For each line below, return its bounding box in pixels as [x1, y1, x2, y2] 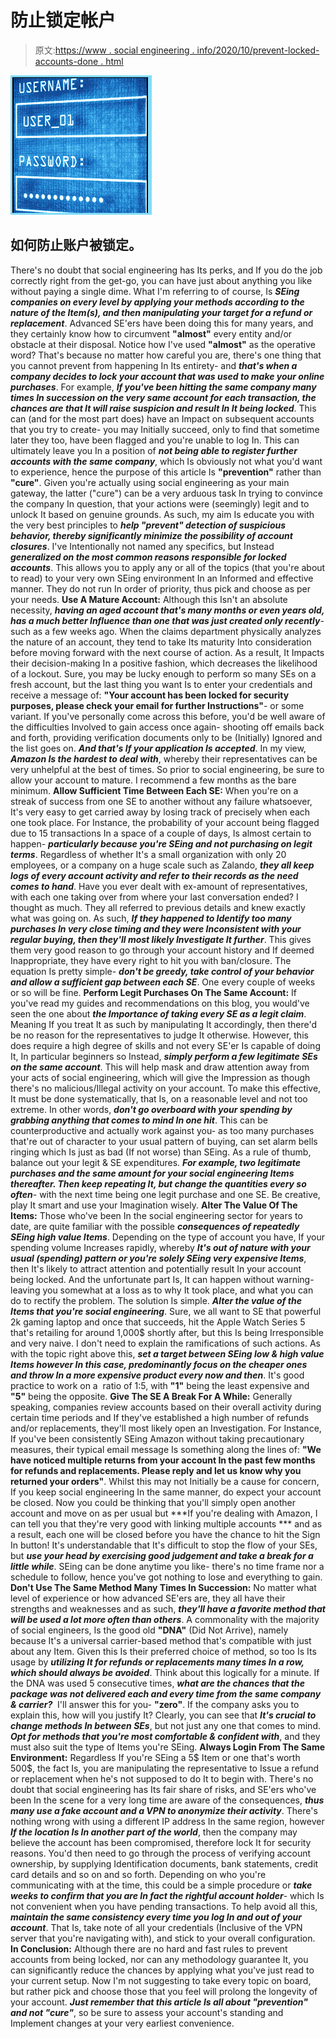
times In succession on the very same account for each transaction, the [10, 391, 317, 403]
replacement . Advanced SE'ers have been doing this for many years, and [10, 317, 314, 329]
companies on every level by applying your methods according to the [10, 296, 305, 308]
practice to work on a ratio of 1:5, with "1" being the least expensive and [10, 1379, 310, 1391]
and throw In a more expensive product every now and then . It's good [10, 1369, 305, 1381]
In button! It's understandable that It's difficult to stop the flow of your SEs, [10, 1539, 318, 1551]
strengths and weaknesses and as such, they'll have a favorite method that [10, 1602, 326, 1615]
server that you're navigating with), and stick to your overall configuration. [10, 1932, 316, 1944]
